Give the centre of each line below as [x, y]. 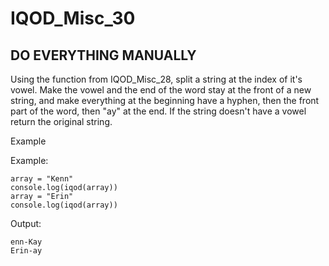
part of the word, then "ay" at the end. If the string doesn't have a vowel [158, 111]
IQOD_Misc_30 [73, 18]
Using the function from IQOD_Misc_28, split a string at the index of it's [156, 79]
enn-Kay [26, 242]
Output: [26, 223]
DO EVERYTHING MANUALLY [103, 55]
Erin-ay [26, 251]
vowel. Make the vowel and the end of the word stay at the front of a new [161, 90]
